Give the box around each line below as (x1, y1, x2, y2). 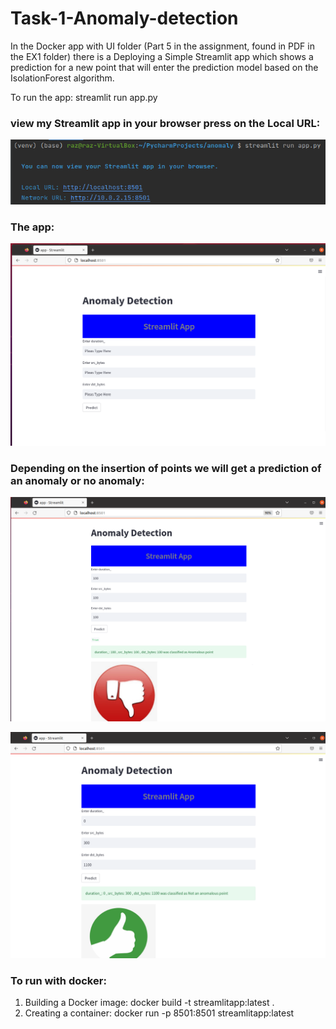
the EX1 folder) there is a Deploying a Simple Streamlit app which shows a (10, 50, 314, 62)
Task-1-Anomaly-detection (10, 7, 239, 30)
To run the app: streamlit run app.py (10, 91, 158, 103)
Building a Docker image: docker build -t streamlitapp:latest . (24, 996, 275, 1008)
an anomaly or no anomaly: (10, 473, 145, 487)
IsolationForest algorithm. (10, 72, 115, 84)
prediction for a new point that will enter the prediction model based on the (10, 61, 319, 73)
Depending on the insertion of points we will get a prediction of (10, 461, 322, 475)
